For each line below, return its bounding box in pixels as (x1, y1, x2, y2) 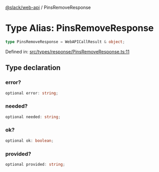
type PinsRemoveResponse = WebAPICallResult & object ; (5, 39, 125, 44)
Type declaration (5, 64, 61, 72)
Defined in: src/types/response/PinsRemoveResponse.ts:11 (5, 48, 130, 54)
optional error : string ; (5, 90, 58, 95)
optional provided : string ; (5, 162, 66, 167)
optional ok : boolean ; (5, 138, 54, 143)
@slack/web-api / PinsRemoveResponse (5, 5, 91, 10)
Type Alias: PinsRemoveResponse (5, 23, 154, 34)
